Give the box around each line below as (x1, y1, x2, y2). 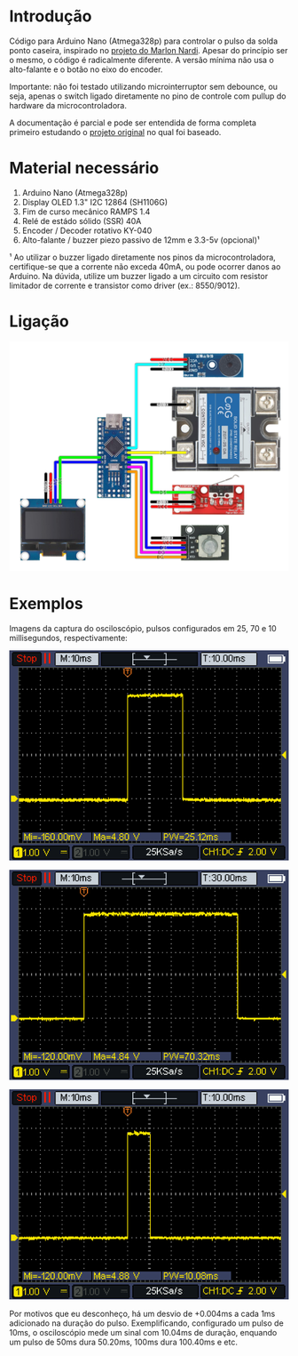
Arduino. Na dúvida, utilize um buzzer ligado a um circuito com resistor (9, 270, 269, 281)
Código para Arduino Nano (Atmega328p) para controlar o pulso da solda (9, 36, 278, 46)
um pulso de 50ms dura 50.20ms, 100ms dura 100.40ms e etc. (9, 1336, 238, 1347)
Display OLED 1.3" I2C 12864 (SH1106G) (21, 197, 169, 207)
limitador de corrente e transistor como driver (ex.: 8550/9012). (9, 280, 240, 291)
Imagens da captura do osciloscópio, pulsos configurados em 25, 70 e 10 (9, 622, 277, 633)
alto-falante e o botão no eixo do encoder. (9, 64, 163, 75)
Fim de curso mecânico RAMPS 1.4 (21, 206, 151, 217)
